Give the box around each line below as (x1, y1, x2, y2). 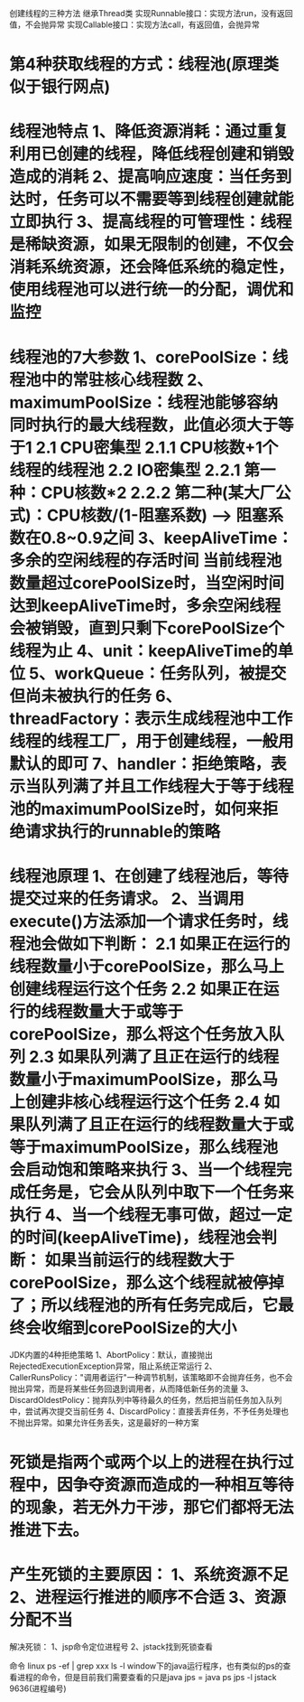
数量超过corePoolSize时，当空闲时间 (9, 573, 284, 594)
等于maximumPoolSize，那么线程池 (9, 1136, 279, 1157)
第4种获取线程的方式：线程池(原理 (9, 54, 263, 75)
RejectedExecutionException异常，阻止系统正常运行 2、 (9, 1361, 218, 1371)
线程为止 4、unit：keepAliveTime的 (9, 641, 278, 661)
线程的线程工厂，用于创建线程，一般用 (9, 731, 295, 752)
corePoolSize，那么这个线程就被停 (9, 1272, 269, 1293)
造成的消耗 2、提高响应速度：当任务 (9, 166, 277, 187)
